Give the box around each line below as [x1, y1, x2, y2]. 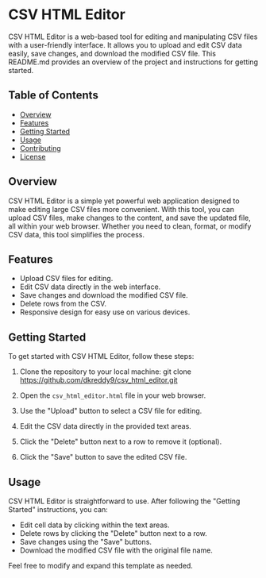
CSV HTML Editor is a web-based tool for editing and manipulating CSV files [8, 32, 258, 41]
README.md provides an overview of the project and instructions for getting [8, 57, 258, 67]
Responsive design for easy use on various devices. [19, 307, 191, 317]
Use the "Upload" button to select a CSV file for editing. [19, 407, 202, 416]
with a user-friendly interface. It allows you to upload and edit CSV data [8, 40, 242, 49]
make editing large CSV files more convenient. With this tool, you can [8, 204, 234, 214]
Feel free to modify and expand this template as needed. [8, 561, 193, 570]
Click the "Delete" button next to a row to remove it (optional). [19, 437, 222, 446]
